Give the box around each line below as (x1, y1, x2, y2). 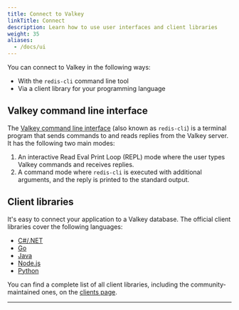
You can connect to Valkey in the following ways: (7, 63, 151, 71)
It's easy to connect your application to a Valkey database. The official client (7, 215, 231, 223)
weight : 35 (7, 30, 40, 38)
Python (17, 266, 39, 274)
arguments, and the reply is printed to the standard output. (17, 175, 190, 183)
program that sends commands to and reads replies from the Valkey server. (7, 131, 229, 139)
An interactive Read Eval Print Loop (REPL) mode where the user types (17, 152, 225, 161)
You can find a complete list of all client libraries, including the (7, 280, 190, 289)
